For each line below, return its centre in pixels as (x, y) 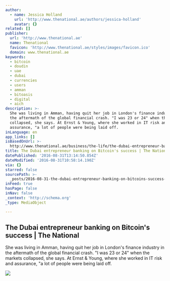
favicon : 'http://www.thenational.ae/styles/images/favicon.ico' (80, 48)
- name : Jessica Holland (36, 15)
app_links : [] (20, 137)
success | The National (42, 235)
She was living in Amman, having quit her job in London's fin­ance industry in (85, 248)
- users (18, 85)
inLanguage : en (21, 132)
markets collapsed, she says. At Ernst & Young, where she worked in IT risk (84, 258)
